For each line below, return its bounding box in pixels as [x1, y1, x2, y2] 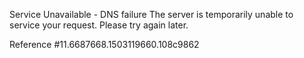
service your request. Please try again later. [9, 19, 189, 31]
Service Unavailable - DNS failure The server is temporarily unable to [9, 9, 294, 20]
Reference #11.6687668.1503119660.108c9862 [9, 39, 200, 50]
